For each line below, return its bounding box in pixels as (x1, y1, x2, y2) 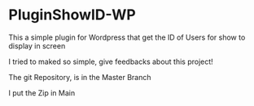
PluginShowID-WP (8, 6, 136, 24)
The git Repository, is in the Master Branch (8, 72, 151, 82)
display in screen (8, 40, 66, 50)
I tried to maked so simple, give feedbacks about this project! (8, 57, 213, 66)
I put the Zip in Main (8, 87, 76, 98)
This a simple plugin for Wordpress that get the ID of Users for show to (8, 32, 246, 42)
